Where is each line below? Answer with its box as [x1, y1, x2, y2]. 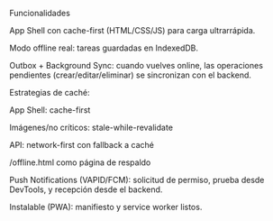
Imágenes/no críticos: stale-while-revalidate [9, 122, 174, 133]
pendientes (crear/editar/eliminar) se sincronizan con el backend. [9, 69, 252, 80]
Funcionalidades [9, 8, 70, 18]
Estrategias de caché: [9, 87, 90, 97]
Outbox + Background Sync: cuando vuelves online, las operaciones [9, 60, 264, 70]
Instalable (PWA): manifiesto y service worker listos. [9, 202, 203, 212]
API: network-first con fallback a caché [9, 140, 155, 150]
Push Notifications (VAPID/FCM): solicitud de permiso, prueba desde [9, 175, 265, 185]
